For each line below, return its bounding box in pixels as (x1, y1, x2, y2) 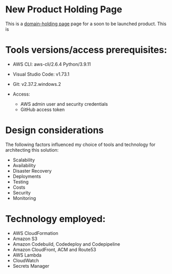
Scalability (12, 157, 35, 163)
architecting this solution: (5, 147, 59, 153)
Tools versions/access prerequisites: (5, 44, 167, 56)
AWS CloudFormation (12, 230, 59, 236)
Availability (12, 162, 36, 168)
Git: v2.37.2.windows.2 (12, 81, 61, 87)
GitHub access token (20, 106, 65, 113)
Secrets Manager (12, 263, 50, 269)
